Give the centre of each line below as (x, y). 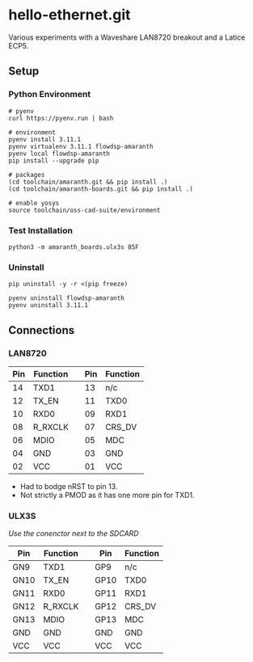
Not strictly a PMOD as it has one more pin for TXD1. (108, 495)
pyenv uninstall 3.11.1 (48, 306)
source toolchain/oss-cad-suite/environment (84, 210)
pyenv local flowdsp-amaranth (59, 154)
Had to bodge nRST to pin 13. (69, 486)
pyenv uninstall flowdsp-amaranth (67, 298)
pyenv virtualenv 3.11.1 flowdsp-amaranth (81, 146)
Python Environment (50, 95)
